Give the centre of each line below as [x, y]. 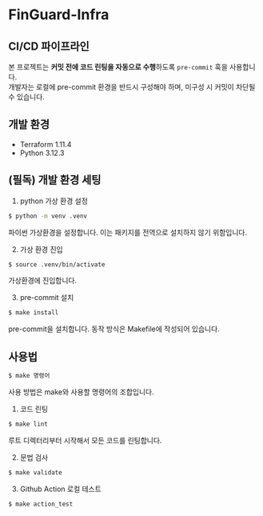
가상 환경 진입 [41, 249]
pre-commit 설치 [47, 298]
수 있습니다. [27, 97]
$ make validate [35, 472]
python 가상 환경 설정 [54, 201]
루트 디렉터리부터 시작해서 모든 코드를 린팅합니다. [85, 440]
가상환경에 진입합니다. [43, 281]
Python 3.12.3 [42, 153]
